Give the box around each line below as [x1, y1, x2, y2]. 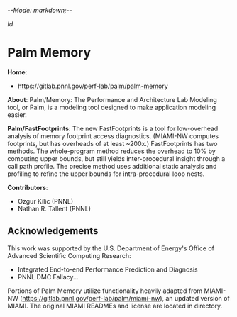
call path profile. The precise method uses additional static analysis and [7, 162, 217, 170]
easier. [7, 110, 27, 119]
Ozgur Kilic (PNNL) [17, 196, 73, 205]
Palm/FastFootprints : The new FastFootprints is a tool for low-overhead [7, 124, 219, 133]
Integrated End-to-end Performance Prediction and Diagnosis [17, 265, 198, 274]
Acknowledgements [7, 225, 99, 237]
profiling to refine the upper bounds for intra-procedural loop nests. [7, 169, 205, 178]
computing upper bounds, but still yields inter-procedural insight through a [7, 154, 226, 162]
